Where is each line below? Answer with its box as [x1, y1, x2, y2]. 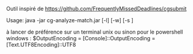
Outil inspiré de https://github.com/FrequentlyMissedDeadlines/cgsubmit [6, 5, 187, 12]
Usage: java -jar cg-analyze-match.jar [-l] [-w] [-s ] [6, 17, 133, 23]
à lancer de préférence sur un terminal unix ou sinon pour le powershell [6, 28, 183, 35]
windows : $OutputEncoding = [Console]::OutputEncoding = [6, 35, 156, 41]
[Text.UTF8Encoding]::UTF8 [6, 41, 76, 48]
